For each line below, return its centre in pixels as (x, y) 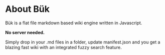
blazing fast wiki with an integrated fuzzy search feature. (64, 47)
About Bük (27, 9)
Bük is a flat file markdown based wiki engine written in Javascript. (74, 23)
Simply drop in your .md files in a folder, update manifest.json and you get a (83, 42)
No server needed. (25, 32)
